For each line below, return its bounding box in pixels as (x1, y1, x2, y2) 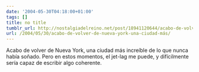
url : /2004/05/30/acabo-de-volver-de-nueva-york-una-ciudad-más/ (6, 31, 171, 37)
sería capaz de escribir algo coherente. (6, 60, 102, 67)
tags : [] (6, 14, 28, 20)
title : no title (6, 19, 46, 25)
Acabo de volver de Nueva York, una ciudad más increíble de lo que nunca (6, 47, 188, 54)
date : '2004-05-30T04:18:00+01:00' (6, 8, 94, 15)
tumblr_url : (6, 25, 36, 31)
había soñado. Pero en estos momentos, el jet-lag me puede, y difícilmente (6, 53, 189, 60)
